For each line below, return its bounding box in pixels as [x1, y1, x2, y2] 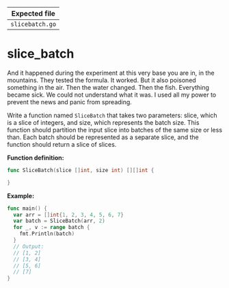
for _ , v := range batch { [13, 224, 90, 231]
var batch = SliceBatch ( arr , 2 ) [13, 217, 106, 225]
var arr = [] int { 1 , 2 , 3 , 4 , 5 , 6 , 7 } [13, 211, 124, 218]
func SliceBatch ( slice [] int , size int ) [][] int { [7, 167, 154, 173]
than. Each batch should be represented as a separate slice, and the [7, 133, 200, 141]
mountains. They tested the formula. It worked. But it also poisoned [7, 75, 196, 84]
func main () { [7, 205, 48, 212]
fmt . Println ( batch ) [19, 230, 75, 237]
